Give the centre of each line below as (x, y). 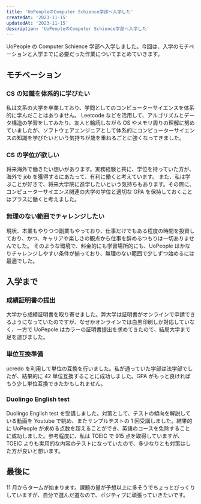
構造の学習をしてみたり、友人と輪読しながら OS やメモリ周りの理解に (98, 123)
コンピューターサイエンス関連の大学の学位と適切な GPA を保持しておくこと (100, 192)
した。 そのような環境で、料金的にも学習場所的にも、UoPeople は (98, 246)
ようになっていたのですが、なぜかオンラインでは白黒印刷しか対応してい (100, 322)
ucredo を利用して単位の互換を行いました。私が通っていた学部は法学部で (97, 369)
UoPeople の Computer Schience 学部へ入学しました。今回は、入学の (92, 46)
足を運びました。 (27, 337)
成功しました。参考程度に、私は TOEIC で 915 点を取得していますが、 (97, 436)
